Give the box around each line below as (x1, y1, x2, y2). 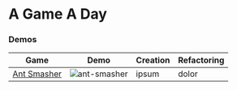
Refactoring (178, 54, 225, 66)
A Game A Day (8, 5, 108, 24)
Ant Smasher (12, 68, 62, 79)
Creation (136, 54, 170, 66)
